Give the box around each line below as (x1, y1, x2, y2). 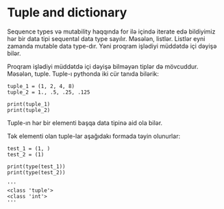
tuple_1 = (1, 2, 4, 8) (7, 83, 75, 89)
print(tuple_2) (7, 107, 51, 113)
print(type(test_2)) (7, 169, 66, 176)
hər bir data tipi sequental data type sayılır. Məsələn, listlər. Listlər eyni (7, 34, 206, 42)
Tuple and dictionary (7, 5, 127, 20)
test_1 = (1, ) (7, 145, 51, 152)
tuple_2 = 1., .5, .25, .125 (7, 89, 90, 96)
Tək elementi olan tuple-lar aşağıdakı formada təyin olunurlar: (7, 132, 180, 140)
